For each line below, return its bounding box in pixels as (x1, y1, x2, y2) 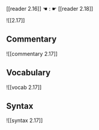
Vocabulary (6, 67, 51, 78)
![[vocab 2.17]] (6, 84, 42, 91)
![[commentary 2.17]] (6, 50, 58, 57)
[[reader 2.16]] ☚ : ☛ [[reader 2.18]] (6, 5, 94, 12)
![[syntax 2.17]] (6, 117, 43, 124)
